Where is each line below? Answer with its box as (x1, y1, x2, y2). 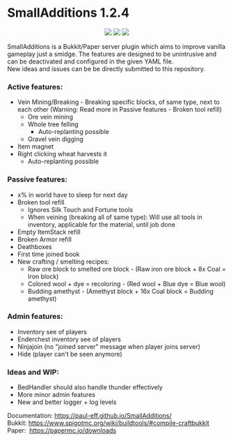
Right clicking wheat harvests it (17, 150, 108, 158)
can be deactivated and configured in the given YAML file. (7, 57, 174, 66)
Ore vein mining (27, 113, 73, 121)
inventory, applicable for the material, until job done (27, 220, 176, 228)
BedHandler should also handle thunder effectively (17, 383, 163, 391)
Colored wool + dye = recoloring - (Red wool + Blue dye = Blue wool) (27, 279, 226, 287)
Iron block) (27, 272, 59, 281)
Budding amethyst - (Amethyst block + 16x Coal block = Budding (27, 287, 214, 295)
